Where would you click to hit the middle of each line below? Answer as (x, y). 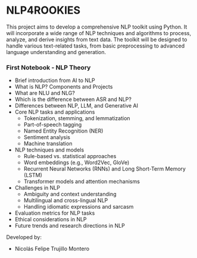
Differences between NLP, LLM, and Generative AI (76, 106)
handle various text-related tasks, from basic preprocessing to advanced (96, 46)
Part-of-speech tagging (53, 125)
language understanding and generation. (56, 52)
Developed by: (24, 237)
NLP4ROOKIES (43, 10)
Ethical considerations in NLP (51, 219)
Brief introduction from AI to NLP (55, 80)
